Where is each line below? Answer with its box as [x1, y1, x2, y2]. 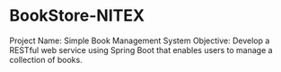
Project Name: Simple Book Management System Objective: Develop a [9, 35, 270, 46]
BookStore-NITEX [9, 5, 145, 26]
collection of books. [9, 54, 83, 65]
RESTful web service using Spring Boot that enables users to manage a [9, 44, 273, 55]
